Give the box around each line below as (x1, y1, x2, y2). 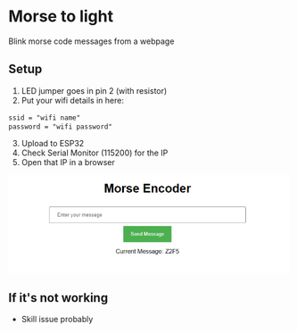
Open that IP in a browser (21, 156, 115, 167)
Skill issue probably (21, 314, 94, 325)
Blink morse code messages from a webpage (8, 36, 175, 46)
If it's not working (8, 290, 109, 305)
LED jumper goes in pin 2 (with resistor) (21, 85, 168, 96)
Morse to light (8, 6, 113, 27)
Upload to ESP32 (21, 137, 85, 148)
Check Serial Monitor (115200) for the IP (21, 147, 169, 158)
